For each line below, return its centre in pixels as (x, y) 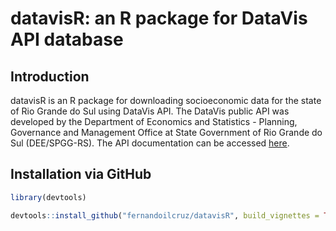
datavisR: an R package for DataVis (159, 18)
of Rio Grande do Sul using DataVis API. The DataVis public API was (150, 111)
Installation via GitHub (81, 174)
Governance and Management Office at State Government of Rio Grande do (166, 132)
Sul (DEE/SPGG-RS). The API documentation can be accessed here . (150, 143)
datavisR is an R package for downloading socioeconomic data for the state (166, 100)
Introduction (50, 76)
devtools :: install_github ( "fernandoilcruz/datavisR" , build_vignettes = (165, 215)
